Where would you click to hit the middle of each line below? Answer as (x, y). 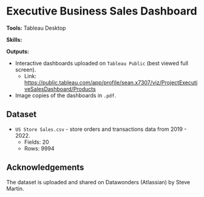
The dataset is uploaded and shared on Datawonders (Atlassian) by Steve (98, 182)
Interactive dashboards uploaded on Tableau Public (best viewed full (101, 63)
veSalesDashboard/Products (60, 88)
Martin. (15, 189)
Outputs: (18, 51)
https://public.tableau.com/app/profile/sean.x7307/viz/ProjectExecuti (111, 82)
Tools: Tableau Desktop (36, 28)
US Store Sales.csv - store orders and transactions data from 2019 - (101, 129)
